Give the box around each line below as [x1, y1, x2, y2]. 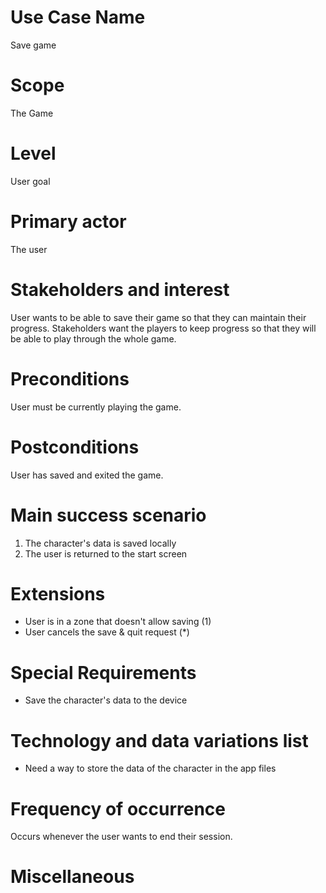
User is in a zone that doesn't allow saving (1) [24, 616, 212, 628]
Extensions [10, 582, 106, 605]
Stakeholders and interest [10, 278, 230, 301]
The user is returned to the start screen [24, 547, 188, 560]
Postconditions [10, 436, 140, 458]
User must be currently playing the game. [10, 401, 182, 413]
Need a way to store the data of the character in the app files [24, 762, 277, 775]
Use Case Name [10, 6, 146, 29]
